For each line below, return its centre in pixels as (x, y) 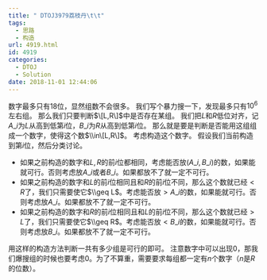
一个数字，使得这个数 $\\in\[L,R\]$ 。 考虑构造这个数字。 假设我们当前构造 (134, 136)
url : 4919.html (33, 45)
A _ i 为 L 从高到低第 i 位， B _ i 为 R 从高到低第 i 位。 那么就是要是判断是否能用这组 (129, 126)
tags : (17, 23)
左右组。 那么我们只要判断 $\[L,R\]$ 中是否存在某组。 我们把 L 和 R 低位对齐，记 (133, 116)
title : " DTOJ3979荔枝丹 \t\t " (56, 15)
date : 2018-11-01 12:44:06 (53, 82)
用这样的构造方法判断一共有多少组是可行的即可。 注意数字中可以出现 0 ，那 (130, 249)
